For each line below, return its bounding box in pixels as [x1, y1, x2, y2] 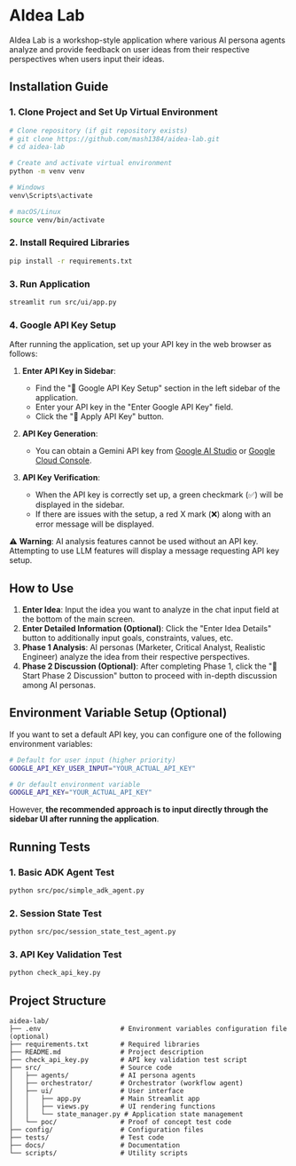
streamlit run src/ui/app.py [9, 297, 117, 306]
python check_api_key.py [9, 969, 101, 978]
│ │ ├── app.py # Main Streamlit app [9, 1094, 200, 1103]
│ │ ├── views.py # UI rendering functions [9, 1102, 216, 1111]
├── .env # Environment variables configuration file [9, 1024, 288, 1033]
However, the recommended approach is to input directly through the [9, 805, 269, 815]
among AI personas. [21, 679, 96, 690]
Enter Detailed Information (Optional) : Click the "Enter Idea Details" [21, 623, 272, 633]
